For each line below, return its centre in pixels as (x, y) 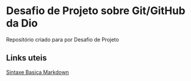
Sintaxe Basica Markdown (38, 72)
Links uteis (27, 58)
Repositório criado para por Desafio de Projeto (62, 39)
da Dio (22, 23)
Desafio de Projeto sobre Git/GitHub (96, 11)
